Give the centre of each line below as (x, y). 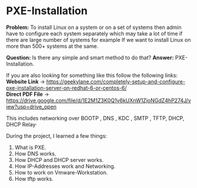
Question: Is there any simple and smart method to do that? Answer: (90, 57)
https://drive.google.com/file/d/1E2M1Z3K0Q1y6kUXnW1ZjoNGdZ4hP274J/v (99, 100)
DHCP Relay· (22, 124)
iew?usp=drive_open (32, 106)
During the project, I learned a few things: (57, 136)
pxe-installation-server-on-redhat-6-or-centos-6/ (66, 87)
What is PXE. (30, 147)
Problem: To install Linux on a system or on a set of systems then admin (94, 27)
